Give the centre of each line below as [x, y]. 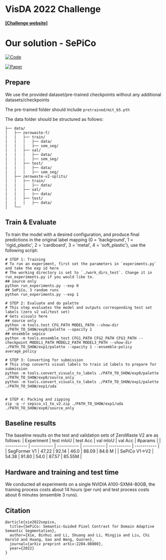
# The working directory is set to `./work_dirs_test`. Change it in [79, 273]
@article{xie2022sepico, [31, 522]
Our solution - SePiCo [51, 43]
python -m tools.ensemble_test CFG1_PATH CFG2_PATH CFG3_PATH [71, 338]
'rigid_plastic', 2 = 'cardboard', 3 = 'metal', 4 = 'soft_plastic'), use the [75, 245]
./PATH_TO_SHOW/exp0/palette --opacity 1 [49, 329]
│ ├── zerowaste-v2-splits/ [37, 176]
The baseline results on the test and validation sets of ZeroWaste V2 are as [82, 435]
